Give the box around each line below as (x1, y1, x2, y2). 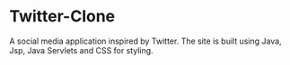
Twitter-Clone (9, 6, 116, 27)
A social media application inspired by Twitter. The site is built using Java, (9, 36, 282, 46)
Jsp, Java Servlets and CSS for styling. (9, 45, 154, 55)
